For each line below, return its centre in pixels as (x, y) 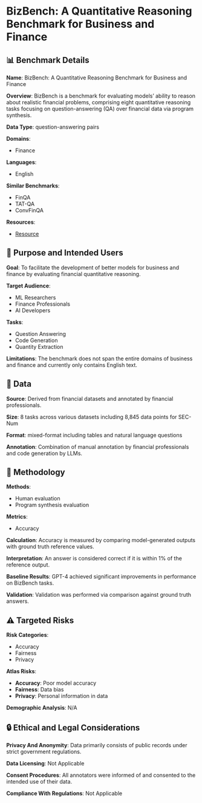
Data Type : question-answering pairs (53, 127)
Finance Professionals (43, 304)
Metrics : (17, 517)
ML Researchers (35, 297)
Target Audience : (28, 286)
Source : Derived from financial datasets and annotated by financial (90, 398)
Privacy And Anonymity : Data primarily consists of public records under (97, 745)
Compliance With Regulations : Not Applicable (64, 793)
